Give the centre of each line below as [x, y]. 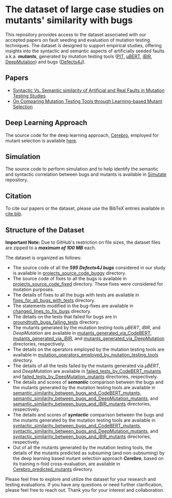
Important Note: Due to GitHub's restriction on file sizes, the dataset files [83, 242]
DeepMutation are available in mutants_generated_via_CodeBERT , [82, 333]
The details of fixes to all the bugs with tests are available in [76, 295]
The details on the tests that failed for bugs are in [65, 317]
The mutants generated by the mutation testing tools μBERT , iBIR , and [87, 327]
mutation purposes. [33, 289]
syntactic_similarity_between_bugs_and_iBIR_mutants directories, [82, 436]
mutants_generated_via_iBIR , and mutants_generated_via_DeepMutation [89, 338]
